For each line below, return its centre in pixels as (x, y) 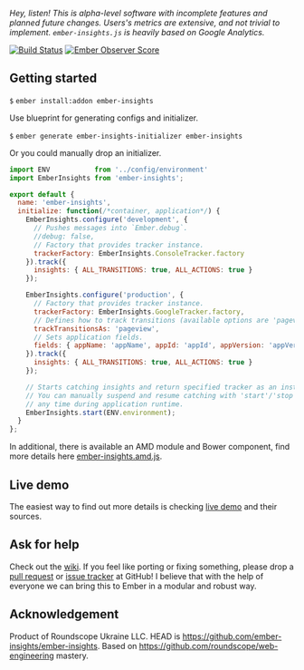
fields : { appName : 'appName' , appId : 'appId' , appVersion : (149, 345)
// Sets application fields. (88, 337)
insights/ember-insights (53, 646)
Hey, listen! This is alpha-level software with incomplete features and (139, 13)
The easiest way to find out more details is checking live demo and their (143, 506)
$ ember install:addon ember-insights (81, 101)
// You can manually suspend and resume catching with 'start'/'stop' (161, 395)
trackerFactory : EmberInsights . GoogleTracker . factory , (139, 312)
